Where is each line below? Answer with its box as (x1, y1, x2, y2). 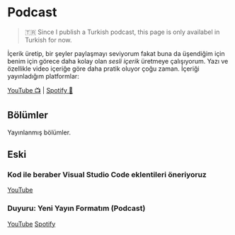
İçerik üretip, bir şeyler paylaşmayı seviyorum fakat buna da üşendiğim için (7, 49, 225, 57)
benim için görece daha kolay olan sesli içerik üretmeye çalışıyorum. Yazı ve (7, 57, 229, 65)
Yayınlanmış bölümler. (7, 128, 71, 137)
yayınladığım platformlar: (7, 71, 79, 80)
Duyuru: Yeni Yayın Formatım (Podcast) (7, 203, 146, 213)
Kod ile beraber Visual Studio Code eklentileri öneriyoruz (7, 170, 207, 180)
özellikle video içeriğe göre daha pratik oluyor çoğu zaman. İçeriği (7, 64, 200, 73)
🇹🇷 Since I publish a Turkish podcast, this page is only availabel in (24, 28, 220, 36)
